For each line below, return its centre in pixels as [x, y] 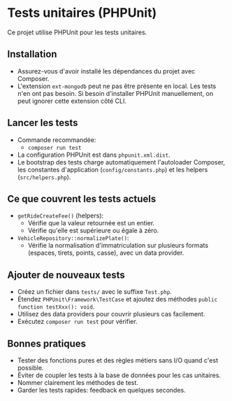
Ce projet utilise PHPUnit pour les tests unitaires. [77, 32]
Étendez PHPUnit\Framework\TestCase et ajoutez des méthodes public [117, 300]
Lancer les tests [43, 123]
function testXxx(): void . [56, 307]
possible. [30, 368]
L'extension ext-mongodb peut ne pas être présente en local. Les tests [117, 86]
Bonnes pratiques [46, 343]
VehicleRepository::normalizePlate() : [73, 238]
